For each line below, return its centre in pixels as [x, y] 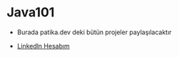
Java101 [31, 12]
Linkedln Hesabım [44, 46]
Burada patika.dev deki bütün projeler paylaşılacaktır [94, 32]
